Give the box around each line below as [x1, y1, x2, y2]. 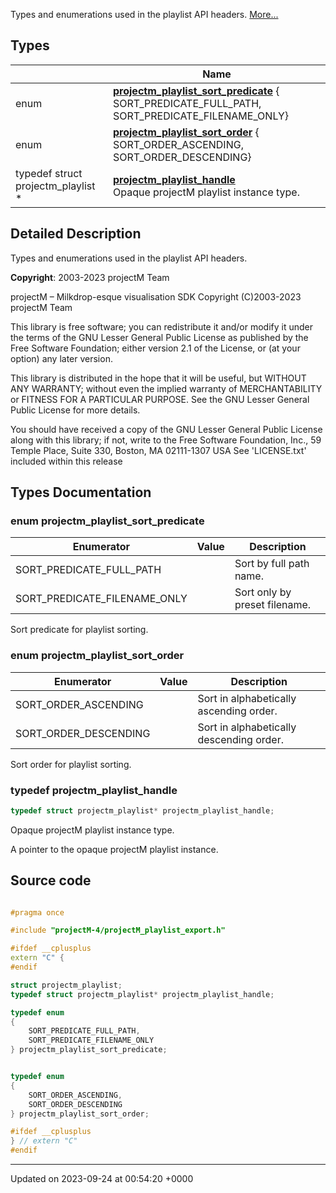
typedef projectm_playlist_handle [10, 783, 178, 797]
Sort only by [234, 585, 292, 599]
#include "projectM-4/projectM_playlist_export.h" [10, 925, 226, 936]
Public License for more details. [10, 404, 141, 416]
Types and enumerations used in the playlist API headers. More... [10, 9, 279, 20]
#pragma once [10, 907, 65, 918]
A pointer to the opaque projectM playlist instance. [10, 843, 219, 855]
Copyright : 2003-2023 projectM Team [10, 271, 170, 283]
